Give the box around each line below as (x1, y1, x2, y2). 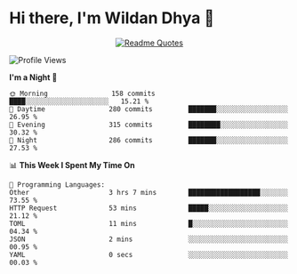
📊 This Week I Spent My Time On (9, 159, 135, 170)
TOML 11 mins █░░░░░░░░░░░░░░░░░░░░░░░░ (9, 219, 289, 228)
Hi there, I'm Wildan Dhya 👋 (9, 8, 215, 28)
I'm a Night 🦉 (9, 71, 58, 83)
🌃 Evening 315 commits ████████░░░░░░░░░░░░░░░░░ (9, 120, 289, 129)
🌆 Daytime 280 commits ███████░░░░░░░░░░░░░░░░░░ (9, 104, 289, 114)
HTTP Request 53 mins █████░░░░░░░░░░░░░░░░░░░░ (9, 204, 289, 213)
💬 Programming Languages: (9, 180, 105, 189)
